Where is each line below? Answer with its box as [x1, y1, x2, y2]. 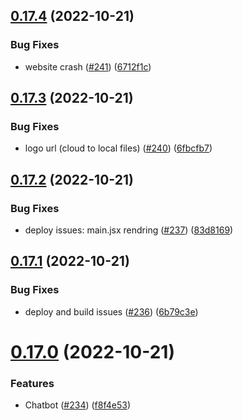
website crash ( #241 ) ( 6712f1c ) [24, 60, 152, 73]
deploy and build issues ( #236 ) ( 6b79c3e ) [24, 305, 199, 318]
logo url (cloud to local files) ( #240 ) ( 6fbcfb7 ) [24, 142, 213, 154]
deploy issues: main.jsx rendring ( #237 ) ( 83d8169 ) [24, 224, 234, 236]
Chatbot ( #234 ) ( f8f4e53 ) [24, 399, 132, 411]
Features [10, 376, 55, 390]
